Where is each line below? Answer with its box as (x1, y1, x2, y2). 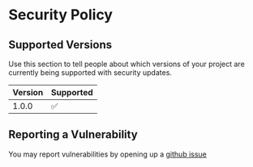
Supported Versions (8, 38, 112, 52)
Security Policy (8, 6, 114, 24)
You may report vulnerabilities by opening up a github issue (8, 149, 207, 159)
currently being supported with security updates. (8, 68, 173, 77)
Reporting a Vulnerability (8, 127, 138, 142)
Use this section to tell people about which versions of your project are (8, 59, 245, 69)
